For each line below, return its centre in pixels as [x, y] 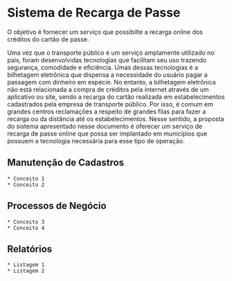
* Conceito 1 [26, 179]
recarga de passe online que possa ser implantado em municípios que [107, 134]
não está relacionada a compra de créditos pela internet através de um [108, 89]
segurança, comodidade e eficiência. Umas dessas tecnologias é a [103, 67]
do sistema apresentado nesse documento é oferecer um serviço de [105, 126]
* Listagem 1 [26, 265]
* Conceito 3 [26, 222]
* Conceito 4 [26, 228]
